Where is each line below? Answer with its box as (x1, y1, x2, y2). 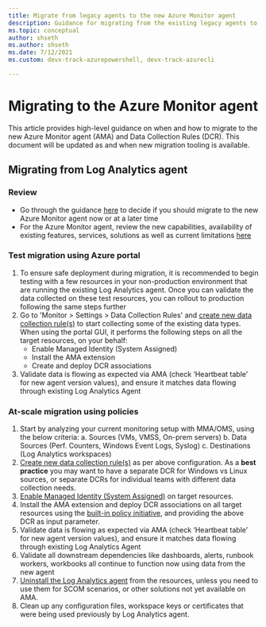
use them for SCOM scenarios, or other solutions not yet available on (19, 584, 246, 594)
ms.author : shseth (8, 41, 69, 49)
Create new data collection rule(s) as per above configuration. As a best (19, 458, 256, 467)
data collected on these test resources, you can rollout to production (19, 293, 245, 302)
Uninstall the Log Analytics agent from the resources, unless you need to (19, 576, 259, 586)
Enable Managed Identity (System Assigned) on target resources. (19, 491, 234, 501)
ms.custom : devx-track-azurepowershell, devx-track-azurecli (8, 56, 215, 64)
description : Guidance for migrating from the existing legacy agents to (8, 19, 258, 27)
